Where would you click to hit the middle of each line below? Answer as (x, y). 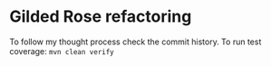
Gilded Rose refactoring (101, 17)
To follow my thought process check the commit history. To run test (135, 42)
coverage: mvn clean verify (62, 51)
